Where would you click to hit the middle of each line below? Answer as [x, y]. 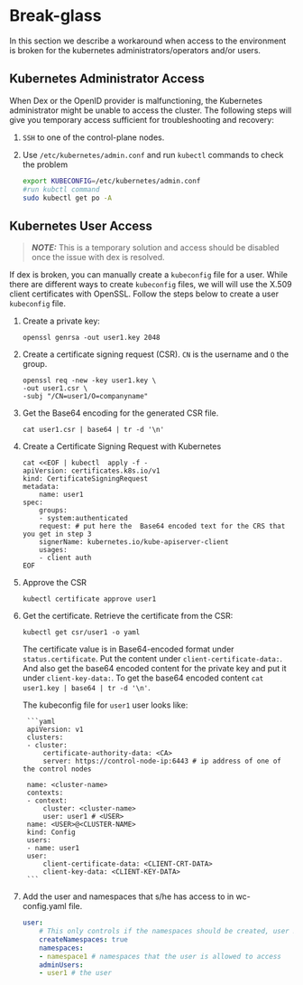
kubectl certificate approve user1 [89, 599]
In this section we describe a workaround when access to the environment [148, 41]
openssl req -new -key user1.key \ [89, 380]
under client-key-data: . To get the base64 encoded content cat [143, 678]
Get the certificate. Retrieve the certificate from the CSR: [128, 616]
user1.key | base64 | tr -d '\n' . [86, 688]
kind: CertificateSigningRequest [85, 479]
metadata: [41, 487]
